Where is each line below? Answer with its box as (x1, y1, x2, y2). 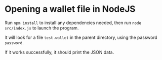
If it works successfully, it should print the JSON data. (4, 49, 114, 55)
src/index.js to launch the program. (4, 25, 79, 30)
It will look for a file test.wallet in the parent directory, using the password (4, 34, 158, 40)
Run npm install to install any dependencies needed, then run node (4, 20, 142, 26)
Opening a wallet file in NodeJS (4, 3, 136, 15)
